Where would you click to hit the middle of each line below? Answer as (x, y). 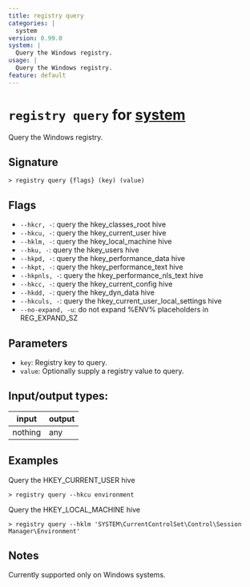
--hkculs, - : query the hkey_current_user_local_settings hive (121, 301)
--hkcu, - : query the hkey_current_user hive (93, 233)
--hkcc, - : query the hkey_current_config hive (96, 284)
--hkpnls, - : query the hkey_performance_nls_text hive (111, 275)
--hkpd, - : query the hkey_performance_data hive (103, 259)
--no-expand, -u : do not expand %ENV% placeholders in (114, 310)
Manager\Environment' (44, 531)
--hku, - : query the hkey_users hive (79, 250)
